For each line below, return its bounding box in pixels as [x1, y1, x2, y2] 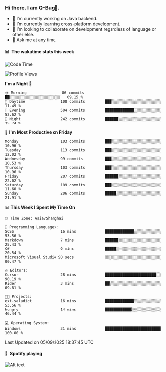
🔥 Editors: [5, 268, 28, 273]
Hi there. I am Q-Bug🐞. [5, 4, 60, 11]
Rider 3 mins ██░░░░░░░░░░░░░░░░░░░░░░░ [5, 281, 161, 286]
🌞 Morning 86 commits [5, 90, 85, 95]
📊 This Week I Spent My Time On [5, 204, 75, 210]
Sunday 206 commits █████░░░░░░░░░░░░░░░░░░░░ [5, 191, 161, 196]
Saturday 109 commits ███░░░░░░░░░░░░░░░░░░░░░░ [5, 182, 161, 187]
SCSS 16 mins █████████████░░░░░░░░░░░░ [5, 229, 161, 234]
